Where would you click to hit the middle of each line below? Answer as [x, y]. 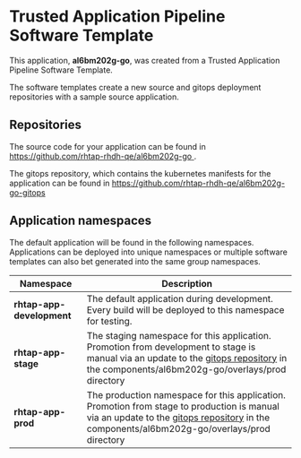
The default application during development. [180, 298]
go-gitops [28, 192]
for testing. [109, 321]
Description [187, 283]
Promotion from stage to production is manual [183, 406]
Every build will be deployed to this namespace [185, 309]
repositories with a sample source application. [94, 97]
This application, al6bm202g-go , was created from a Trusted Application [145, 60]
